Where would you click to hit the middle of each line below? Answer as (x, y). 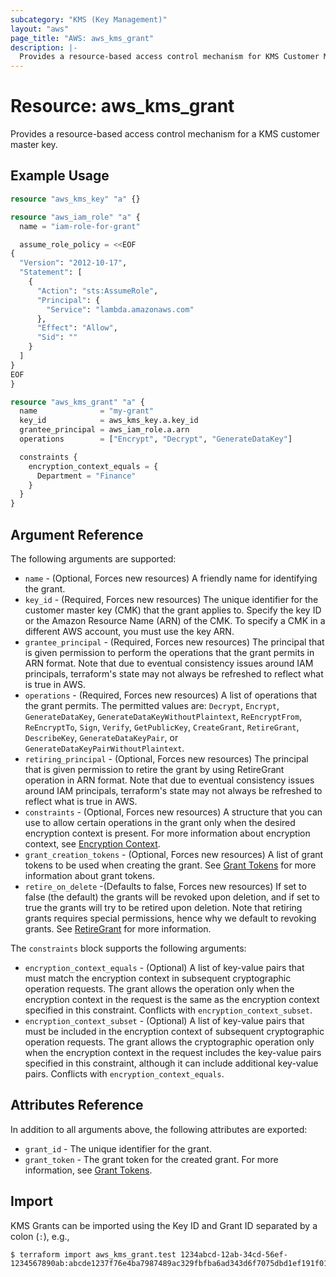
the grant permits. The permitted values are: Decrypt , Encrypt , (152, 705)
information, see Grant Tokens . (88, 1170)
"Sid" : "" (57, 337)
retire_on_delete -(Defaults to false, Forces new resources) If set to (165, 886)
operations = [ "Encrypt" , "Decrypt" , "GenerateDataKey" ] (156, 439)
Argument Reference (77, 534)
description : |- (44, 47)
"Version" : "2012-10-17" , (73, 263)
